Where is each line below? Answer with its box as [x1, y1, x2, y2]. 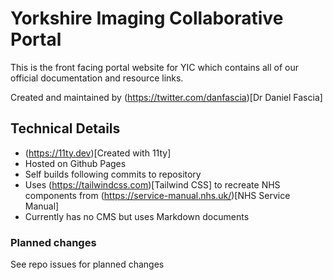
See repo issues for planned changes [10, 258, 165, 271]
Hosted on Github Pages [24, 157, 127, 169]
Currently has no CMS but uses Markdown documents [24, 210, 250, 222]
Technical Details [10, 120, 121, 137]
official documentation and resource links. [10, 72, 184, 84]
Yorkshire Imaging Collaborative [10, 7, 284, 30]
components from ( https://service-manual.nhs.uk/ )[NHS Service [24, 189, 291, 201]
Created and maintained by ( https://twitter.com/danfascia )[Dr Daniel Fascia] [10, 91, 323, 103]
